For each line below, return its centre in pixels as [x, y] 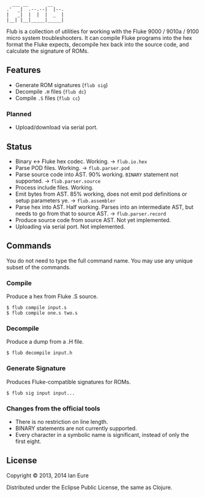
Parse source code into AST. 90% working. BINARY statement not [97, 174]
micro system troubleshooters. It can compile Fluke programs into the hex [99, 38]
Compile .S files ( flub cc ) [48, 98]
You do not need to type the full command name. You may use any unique [99, 260]
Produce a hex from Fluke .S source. [52, 296]
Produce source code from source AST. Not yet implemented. [93, 220]
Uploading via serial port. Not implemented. [70, 226]
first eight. [28, 441]
